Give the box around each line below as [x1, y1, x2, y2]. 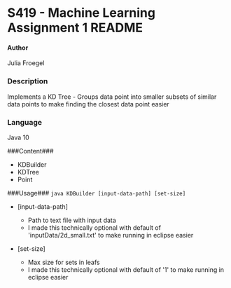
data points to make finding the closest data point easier [7, 100, 169, 108]
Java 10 [7, 133, 29, 142]
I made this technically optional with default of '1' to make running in [27, 265, 225, 274]
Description [7, 76, 48, 86]
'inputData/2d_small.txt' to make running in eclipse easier [27, 231, 194, 239]
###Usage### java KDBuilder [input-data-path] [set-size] [7, 188, 186, 197]
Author [7, 43, 29, 52]
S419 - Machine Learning [7, 5, 156, 21]
